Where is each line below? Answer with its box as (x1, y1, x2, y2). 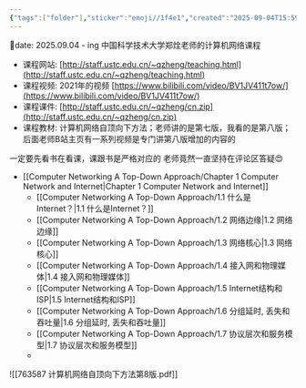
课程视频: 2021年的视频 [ (22, 79, 116, 91)
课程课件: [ (22, 101, 63, 112)
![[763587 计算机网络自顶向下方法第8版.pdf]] (9, 368, 178, 379)
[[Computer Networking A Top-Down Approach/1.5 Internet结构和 (36, 282, 283, 293)
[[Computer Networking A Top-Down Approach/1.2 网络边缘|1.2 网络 (36, 214, 293, 225)
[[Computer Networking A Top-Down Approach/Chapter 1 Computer (22, 170, 280, 182)
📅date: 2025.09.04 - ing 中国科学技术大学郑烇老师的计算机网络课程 (9, 39, 261, 50)
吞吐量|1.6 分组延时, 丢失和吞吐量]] (36, 316, 167, 328)
